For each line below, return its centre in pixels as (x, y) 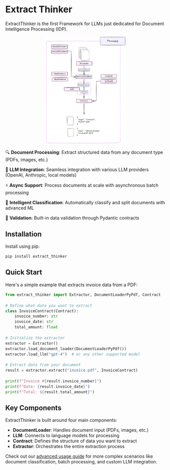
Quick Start (24, 272)
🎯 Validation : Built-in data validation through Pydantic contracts (72, 218)
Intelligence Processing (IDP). (37, 29)
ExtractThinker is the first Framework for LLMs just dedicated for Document (85, 24)
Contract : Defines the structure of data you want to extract (75, 441)
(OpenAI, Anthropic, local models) (41, 175)
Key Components (33, 408)
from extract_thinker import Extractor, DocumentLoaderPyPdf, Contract (83, 295)
